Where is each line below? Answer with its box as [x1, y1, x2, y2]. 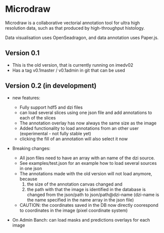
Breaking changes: [12, 145, 51, 151]
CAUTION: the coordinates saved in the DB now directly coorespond [19, 202, 159, 208]
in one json [19, 165, 42, 171]
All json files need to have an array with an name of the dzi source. [19, 155, 155, 161]
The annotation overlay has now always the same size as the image [19, 120, 157, 126]
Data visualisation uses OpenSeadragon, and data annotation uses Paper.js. [5, 35, 159, 40]
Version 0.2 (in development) [5, 81, 97, 90]
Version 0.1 [5, 49, 40, 57]
